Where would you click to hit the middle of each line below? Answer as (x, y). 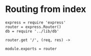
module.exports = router (31, 48)
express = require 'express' (35, 22)
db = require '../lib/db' (32, 31)
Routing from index (46, 9)
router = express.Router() (33, 27)
